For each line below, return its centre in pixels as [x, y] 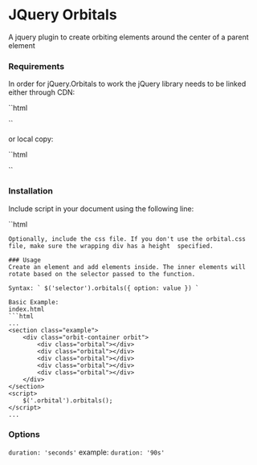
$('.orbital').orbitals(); [68, 400]
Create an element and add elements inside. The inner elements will [127, 267]
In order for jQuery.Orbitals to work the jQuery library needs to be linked [127, 84]
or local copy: [31, 139]
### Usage [25, 260]
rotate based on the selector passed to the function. [102, 274]
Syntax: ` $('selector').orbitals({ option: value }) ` [104, 288]
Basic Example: [34, 302]
